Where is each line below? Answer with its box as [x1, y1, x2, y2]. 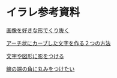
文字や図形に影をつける [6, 52, 64, 59]
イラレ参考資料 [6, 5, 80, 19]
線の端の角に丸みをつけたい [6, 65, 75, 73]
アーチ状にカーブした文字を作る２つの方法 [6, 39, 111, 47]
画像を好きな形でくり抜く [6, 27, 70, 34]
